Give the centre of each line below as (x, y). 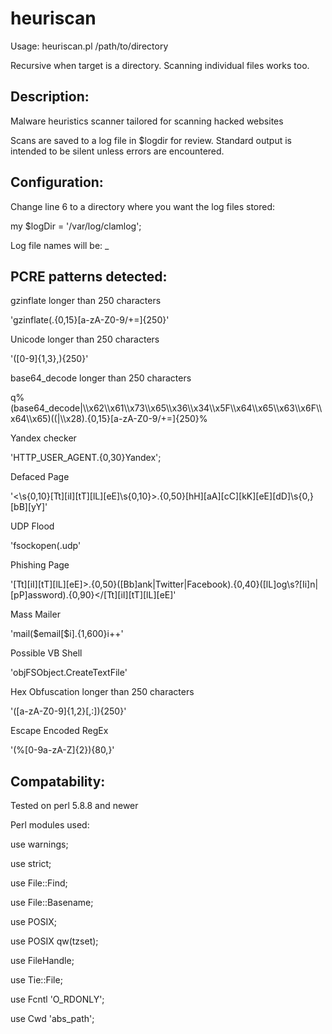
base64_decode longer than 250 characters (101, 378)
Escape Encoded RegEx (59, 731)
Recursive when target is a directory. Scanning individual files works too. (160, 65)
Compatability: (58, 781)
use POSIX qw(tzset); (54, 941)
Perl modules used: (50, 825)
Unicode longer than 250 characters (85, 339)
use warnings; (39, 844)
